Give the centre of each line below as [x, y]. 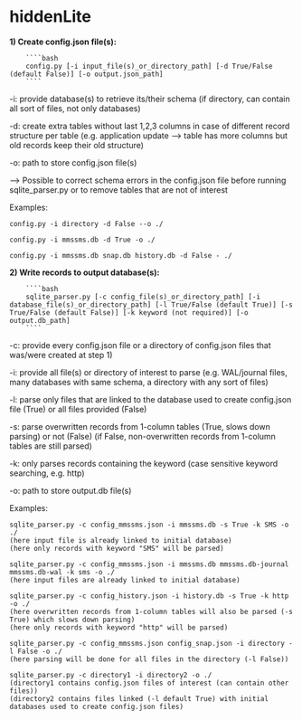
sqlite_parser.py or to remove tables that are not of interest [119, 189]
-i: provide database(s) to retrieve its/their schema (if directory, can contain [150, 99]
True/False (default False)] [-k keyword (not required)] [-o [129, 313]
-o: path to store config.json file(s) [73, 162]
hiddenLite [51, 17]
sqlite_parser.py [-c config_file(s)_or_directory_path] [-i [143, 297]
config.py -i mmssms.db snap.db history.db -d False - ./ [121, 255]
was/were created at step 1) [61, 355]
